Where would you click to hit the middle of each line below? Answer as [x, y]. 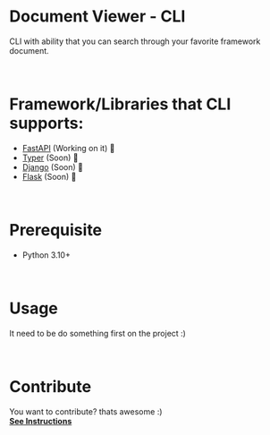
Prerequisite [56, 230]
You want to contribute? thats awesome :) [86, 411]
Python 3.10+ [46, 255]
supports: [46, 124]
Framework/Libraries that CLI [120, 104]
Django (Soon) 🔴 [52, 166]
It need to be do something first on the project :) [97, 333]
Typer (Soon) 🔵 [50, 158]
